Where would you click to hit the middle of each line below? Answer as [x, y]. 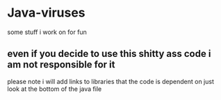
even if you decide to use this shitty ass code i [109, 54]
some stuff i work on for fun [47, 32]
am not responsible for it [62, 65]
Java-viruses [46, 13]
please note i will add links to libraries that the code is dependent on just [110, 81]
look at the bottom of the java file [55, 89]
